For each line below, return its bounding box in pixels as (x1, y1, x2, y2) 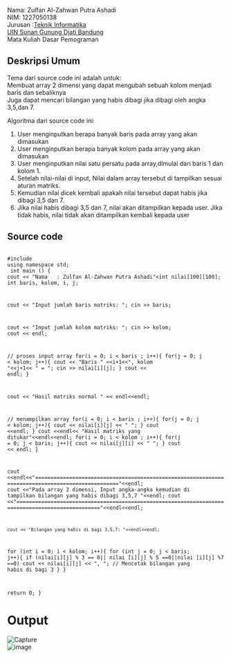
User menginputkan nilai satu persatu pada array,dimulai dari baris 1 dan (17, 159, 223, 167)
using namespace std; (7, 261, 70, 268)
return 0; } (7, 590, 41, 596)
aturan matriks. (17, 181, 61, 190)
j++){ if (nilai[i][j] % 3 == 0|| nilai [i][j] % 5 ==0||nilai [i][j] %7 (7, 554, 225, 561)
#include (7, 255, 33, 262)
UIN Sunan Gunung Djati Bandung (7, 28, 104, 36)
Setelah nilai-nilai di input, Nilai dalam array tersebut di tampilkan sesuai (17, 174, 223, 182)
